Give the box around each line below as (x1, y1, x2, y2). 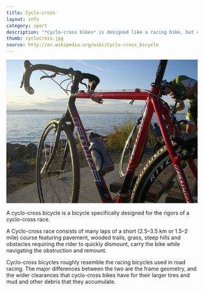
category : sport (6, 22, 47, 29)
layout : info (6, 16, 39, 22)
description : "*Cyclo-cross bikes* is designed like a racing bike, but (6, 29, 194, 35)
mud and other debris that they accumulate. (6, 278, 117, 285)
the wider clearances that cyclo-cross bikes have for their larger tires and (6, 272, 190, 279)
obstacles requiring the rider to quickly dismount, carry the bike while (6, 241, 180, 247)
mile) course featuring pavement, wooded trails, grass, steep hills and (6, 234, 181, 241)
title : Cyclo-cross (6, 10, 56, 16)
